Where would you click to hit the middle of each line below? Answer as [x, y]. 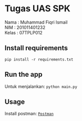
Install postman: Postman [29, 114]
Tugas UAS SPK [38, 9]
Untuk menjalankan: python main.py [41, 86]
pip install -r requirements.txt [39, 60]
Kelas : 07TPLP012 [23, 32]
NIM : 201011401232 [25, 27]
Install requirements [36, 48]
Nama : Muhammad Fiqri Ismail [36, 22]
